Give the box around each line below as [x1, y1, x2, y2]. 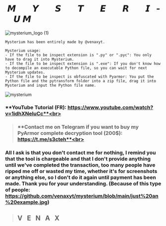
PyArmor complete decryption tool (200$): [17, 129, 123, 136]
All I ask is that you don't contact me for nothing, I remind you [5, 149, 156, 156]
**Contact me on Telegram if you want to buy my [17, 123, 139, 130]
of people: [5, 186, 31, 193]
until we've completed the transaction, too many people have [5, 162, 156, 169]
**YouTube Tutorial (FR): [5, 104, 67, 111]
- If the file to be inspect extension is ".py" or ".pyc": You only [5, 53, 152, 57]
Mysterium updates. [5, 70, 46, 75]
